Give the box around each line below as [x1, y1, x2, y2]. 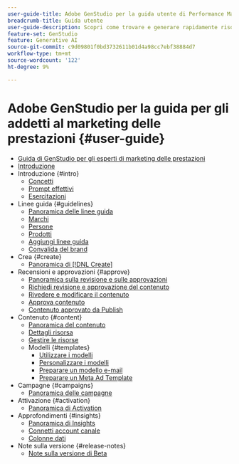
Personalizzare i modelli [38, 358, 109, 367]
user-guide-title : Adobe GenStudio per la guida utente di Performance [7, 10, 224, 18]
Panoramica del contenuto [28, 320, 106, 329]
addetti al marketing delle [7, 115, 161, 132]
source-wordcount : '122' [7, 57, 81, 64]
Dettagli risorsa [28, 328, 73, 337]
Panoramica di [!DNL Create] [28, 260, 113, 268]
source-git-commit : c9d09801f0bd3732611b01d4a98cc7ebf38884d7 [7, 43, 196, 51]
